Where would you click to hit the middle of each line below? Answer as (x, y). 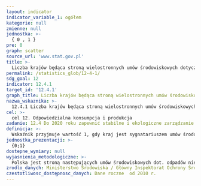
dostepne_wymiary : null (36, 151)
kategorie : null (26, 23)
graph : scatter (25, 51)
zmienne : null (24, 28)
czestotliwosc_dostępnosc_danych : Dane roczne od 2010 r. (81, 174)
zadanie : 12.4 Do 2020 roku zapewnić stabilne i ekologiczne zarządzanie (100, 124)
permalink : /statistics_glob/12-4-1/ (53, 73)
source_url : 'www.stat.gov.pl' (45, 56)
